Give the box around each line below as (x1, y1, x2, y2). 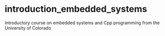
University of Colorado (4, 25, 51, 31)
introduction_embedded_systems (4, 3, 148, 15)
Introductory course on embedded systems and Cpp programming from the (4, 20, 160, 26)
